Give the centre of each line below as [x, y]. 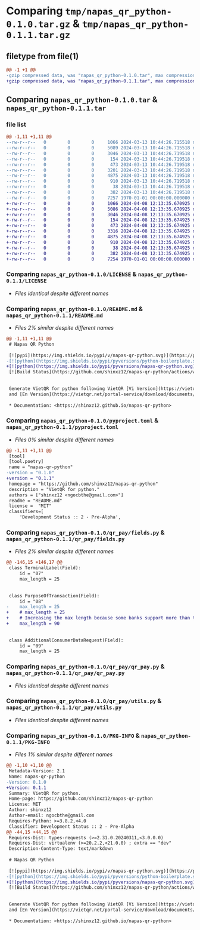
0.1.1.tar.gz [38, 36]
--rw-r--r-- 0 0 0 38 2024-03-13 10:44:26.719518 [98, 187]
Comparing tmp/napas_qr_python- [89, 11]
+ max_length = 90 [33, 624]
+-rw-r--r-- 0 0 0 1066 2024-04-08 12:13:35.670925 [98, 203]
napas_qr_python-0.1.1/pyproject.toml [62, 427]
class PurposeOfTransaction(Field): [54, 596]
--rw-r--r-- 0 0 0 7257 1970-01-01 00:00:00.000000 [98, 198]
